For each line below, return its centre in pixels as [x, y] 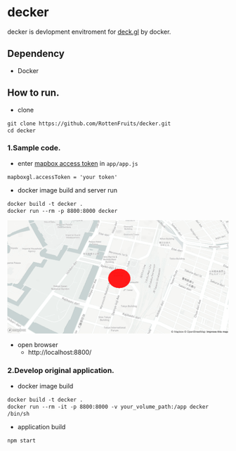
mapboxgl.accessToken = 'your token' [63, 177]
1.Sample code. [34, 148]
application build [41, 426]
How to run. [33, 93]
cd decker [22, 131]
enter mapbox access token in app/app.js [78, 163]
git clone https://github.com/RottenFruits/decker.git [89, 124]
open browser [38, 345]
